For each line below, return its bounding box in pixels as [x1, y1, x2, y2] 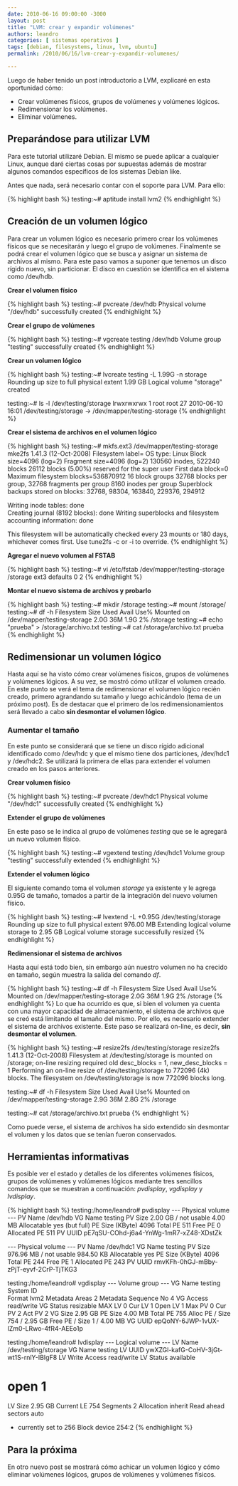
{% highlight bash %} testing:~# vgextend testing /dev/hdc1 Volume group [7, 848, 225, 857]
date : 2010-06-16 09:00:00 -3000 [7, 10, 107, 18]
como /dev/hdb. [7, 272, 55, 281]
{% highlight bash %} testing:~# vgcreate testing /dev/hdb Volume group [7, 335, 222, 343]
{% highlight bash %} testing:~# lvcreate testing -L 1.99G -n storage [7, 370, 207, 378]
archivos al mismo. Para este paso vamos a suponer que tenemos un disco [7, 257, 227, 266]
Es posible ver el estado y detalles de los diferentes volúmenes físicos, [7, 1169, 215, 1178]
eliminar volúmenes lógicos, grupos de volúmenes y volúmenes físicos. [7, 1470, 217, 1479]
